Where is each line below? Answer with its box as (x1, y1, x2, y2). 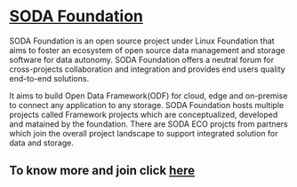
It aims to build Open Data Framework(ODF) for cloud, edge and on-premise (9, 90, 288, 101)
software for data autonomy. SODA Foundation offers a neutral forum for (9, 54, 274, 65)
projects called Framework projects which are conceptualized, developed (9, 109, 278, 120)
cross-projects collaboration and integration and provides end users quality (9, 64, 286, 74)
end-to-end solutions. (9, 73, 90, 83)
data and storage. (9, 137, 74, 148)
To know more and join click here (9, 163, 196, 178)
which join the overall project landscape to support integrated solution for (9, 128, 278, 138)
